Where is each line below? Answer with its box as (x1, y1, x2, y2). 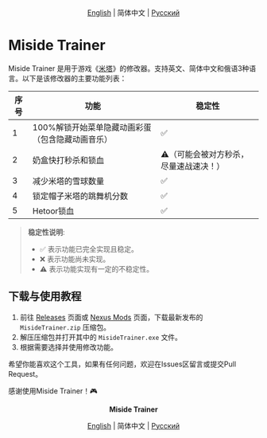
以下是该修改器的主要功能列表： (21, 73, 127, 83)
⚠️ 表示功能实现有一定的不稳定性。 (39, 264, 153, 273)
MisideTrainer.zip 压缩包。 (19, 322, 111, 332)
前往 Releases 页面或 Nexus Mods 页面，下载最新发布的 (19, 312, 203, 322)
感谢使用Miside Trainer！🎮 (8, 385, 98, 396)
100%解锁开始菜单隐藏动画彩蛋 (32, 122, 152, 133)
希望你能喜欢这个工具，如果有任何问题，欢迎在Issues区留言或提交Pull (8, 359, 237, 369)
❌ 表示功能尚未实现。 (39, 254, 110, 264)
